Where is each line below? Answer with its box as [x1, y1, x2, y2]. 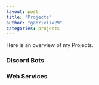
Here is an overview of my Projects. [6, 42, 94, 49]
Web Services [6, 73, 48, 81]
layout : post [6, 8, 39, 15]
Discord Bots [6, 56, 45, 65]
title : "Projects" [6, 14, 52, 20]
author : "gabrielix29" [6, 20, 63, 26]
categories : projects [6, 25, 60, 32]
